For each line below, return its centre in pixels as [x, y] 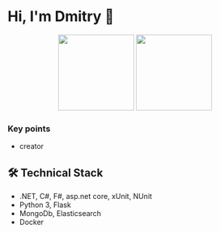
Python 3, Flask [45, 205]
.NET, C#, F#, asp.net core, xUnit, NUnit [86, 197]
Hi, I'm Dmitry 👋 [61, 17]
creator [32, 146]
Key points [29, 129]
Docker [32, 222]
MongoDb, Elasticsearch [60, 214]
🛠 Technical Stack [55, 173]
